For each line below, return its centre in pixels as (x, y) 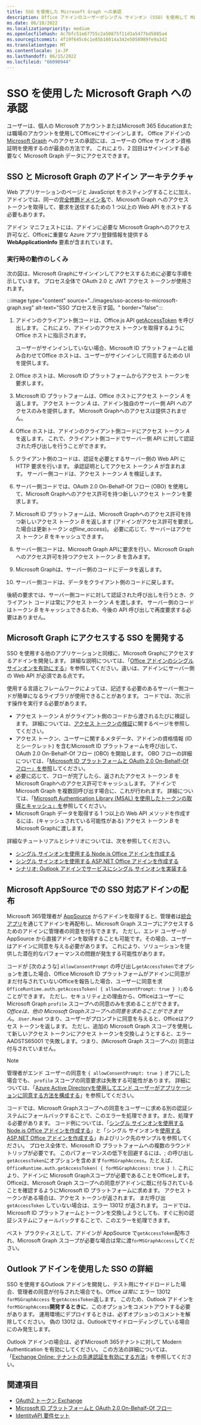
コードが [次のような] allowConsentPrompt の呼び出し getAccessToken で (93, 967)
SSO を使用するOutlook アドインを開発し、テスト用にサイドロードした (94, 1284)
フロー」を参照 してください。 (52, 768)
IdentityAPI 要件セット (43, 1415)
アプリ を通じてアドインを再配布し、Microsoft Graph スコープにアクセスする (101, 924)
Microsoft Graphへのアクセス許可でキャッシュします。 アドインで (96, 783)
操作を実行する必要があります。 (51, 703)
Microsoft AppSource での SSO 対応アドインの (94, 889)
